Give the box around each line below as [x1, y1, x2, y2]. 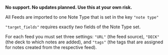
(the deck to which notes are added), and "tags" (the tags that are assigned [5, 39, 163, 45]
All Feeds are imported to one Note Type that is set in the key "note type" [5, 14, 159, 20]
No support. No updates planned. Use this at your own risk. [5, 5, 133, 10]
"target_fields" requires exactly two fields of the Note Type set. [5, 24, 141, 30]
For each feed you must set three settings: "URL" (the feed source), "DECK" [5, 34, 160, 39]
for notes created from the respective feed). [5, 44, 97, 50]
